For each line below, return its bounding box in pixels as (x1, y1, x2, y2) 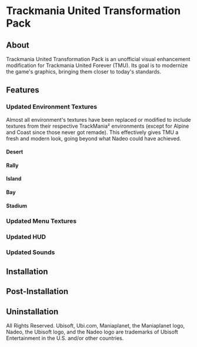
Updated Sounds (6, 248, 55, 256)
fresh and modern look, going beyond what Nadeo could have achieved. (6, 135, 181, 142)
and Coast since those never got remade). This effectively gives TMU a (6, 128, 179, 136)
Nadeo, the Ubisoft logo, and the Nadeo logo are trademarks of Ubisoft (6, 328, 178, 336)
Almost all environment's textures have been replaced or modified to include (6, 116, 191, 123)
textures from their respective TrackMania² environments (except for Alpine (6, 122, 189, 129)
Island (6, 175, 22, 182)
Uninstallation (6, 306, 59, 316)
